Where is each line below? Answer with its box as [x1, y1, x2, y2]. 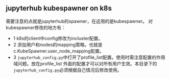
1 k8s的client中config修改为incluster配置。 [13, 35, 103, 41]
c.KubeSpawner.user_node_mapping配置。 [13, 48, 104, 54]
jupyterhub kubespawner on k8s [6, 4, 112, 13]
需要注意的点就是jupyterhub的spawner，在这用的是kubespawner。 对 [6, 18, 153, 24]
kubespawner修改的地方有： [6, 24, 66, 30]
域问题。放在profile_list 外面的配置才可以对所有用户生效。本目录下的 [13, 60, 157, 66]
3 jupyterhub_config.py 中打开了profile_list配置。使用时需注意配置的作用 [13, 54, 165, 60]
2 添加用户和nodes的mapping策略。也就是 [13, 42, 103, 48]
